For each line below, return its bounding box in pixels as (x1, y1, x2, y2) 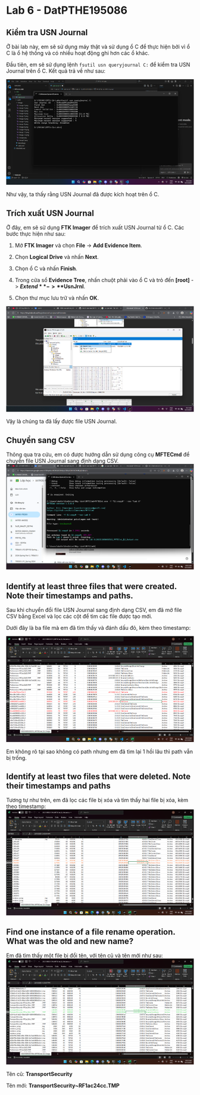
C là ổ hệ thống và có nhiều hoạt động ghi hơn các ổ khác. (6, 50, 150, 57)
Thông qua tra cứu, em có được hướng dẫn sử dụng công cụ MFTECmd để (6, 451, 190, 458)
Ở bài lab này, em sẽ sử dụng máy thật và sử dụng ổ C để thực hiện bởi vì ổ (6, 43, 190, 50)
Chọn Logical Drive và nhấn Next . (14, 253, 99, 261)
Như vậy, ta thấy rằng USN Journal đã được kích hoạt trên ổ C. (6, 191, 160, 198)
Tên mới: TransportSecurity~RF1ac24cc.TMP (6, 1082, 120, 1089)
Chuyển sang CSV (6, 435, 76, 445)
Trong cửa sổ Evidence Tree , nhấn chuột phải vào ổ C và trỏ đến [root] (14, 277, 190, 284)
